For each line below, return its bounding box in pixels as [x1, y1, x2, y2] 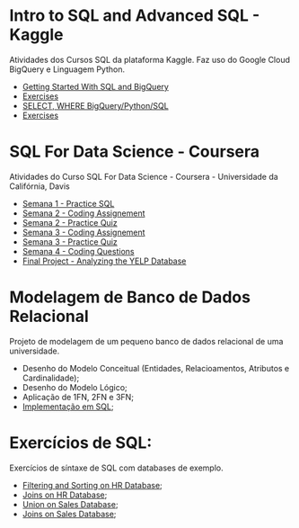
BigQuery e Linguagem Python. [9, 64, 126, 75]
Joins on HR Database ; [22, 489, 108, 500]
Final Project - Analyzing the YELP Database [22, 255, 187, 266]
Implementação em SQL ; [22, 401, 114, 412]
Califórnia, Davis [9, 181, 70, 192]
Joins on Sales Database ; [22, 508, 117, 519]
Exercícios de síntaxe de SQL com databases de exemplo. [9, 462, 224, 473]
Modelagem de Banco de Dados [9, 287, 251, 308]
